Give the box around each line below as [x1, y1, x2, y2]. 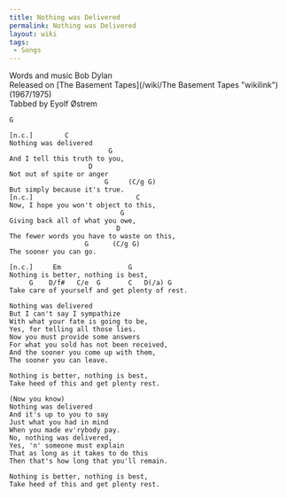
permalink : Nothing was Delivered [9, 21, 137, 30]
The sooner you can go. [9, 247, 97, 257]
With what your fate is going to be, [9, 317, 149, 326]
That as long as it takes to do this [9, 449, 149, 458]
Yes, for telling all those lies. [9, 325, 137, 334]
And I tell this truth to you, [9, 154, 125, 164]
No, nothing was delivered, [9, 433, 113, 443]
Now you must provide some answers [9, 333, 141, 342]
